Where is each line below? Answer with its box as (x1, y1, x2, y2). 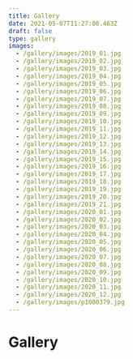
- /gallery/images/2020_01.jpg (15, 207, 122, 216)
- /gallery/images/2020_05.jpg (15, 238, 122, 246)
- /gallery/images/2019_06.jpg (15, 87, 122, 96)
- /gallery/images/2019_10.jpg (15, 118, 122, 126)
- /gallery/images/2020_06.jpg (15, 246, 122, 254)
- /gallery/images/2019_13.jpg (15, 139, 122, 148)
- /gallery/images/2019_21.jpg (15, 200, 122, 208)
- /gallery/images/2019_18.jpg (15, 177, 122, 186)
